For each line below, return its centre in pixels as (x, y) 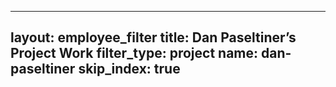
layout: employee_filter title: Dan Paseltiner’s (153, 37)
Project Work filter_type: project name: (134, 53)
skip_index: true (129, 69)
